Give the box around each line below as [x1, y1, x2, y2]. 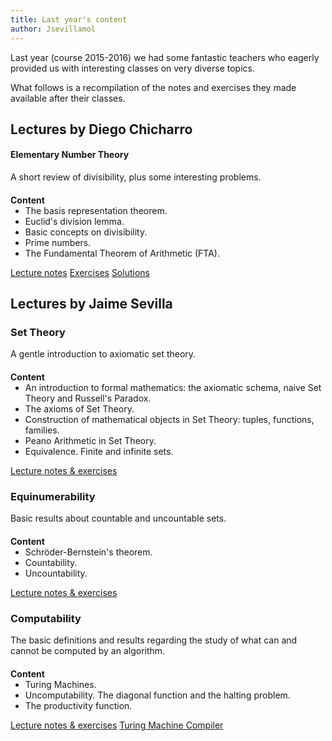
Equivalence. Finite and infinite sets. [24, 445, 174, 457]
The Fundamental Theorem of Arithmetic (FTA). [24, 247, 220, 259]
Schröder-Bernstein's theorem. [24, 546, 153, 558]
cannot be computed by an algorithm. [10, 645, 166, 657]
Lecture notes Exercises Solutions [10, 266, 150, 278]
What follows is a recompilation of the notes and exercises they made [10, 81, 297, 93]
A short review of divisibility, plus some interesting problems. [10, 171, 262, 183]
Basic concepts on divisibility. [24, 226, 148, 238]
